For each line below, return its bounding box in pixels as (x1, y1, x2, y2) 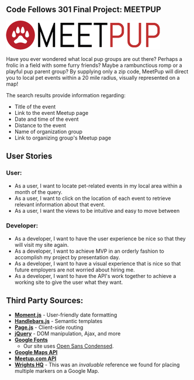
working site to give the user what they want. (14, 279, 123, 286)
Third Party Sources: (6, 296, 84, 306)
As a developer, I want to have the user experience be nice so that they (14, 235, 186, 242)
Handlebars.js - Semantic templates (14, 317, 103, 324)
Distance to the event (14, 121, 66, 128)
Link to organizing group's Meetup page (14, 134, 112, 141)
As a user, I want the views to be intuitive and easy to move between (14, 207, 180, 214)
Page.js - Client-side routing (14, 324, 84, 331)
